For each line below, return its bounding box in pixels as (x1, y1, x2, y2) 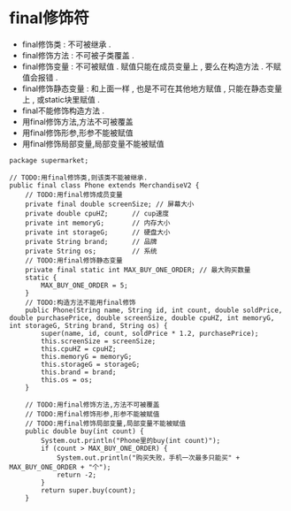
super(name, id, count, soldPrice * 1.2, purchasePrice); (41, 329, 259, 338)
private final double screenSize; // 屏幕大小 (25, 200, 195, 209)
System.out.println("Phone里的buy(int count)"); (41, 436, 221, 445)
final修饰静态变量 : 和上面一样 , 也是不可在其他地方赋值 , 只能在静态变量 (21, 83, 283, 94)
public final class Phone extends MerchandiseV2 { (9, 180, 200, 190)
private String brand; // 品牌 (25, 237, 157, 246)
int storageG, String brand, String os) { (9, 321, 168, 330)
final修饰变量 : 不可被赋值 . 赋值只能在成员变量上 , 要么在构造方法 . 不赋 (21, 61, 281, 72)
